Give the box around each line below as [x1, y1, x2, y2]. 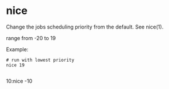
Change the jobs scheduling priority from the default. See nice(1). [6, 23, 164, 30]
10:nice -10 [6, 77, 33, 84]
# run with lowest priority [6, 57, 75, 63]
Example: [6, 45, 29, 53]
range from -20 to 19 [6, 34, 56, 41]
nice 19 [6, 62, 25, 68]
